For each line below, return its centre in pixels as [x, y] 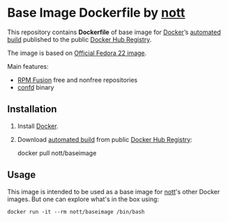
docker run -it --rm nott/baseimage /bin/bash [76, 212]
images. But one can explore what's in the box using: [83, 199]
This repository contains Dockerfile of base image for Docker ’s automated [114, 32]
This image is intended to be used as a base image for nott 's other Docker [114, 191]
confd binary [36, 87]
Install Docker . [38, 126]
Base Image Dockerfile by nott [96, 13]
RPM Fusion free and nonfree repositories [77, 80]
